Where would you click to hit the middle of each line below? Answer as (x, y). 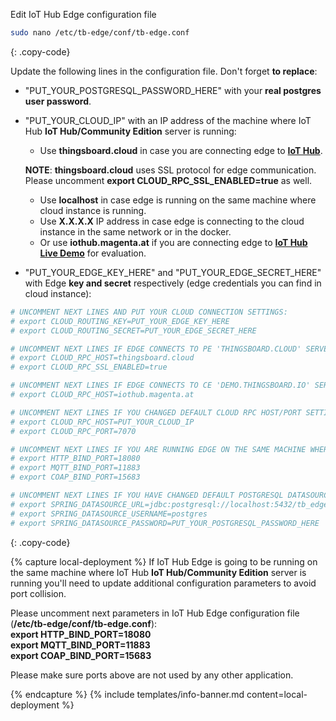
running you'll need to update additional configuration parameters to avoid (163, 583)
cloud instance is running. (93, 210)
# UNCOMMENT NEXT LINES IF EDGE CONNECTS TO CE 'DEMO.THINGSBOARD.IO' (160, 385)
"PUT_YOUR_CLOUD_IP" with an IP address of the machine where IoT (168, 120)
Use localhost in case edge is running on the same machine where (178, 200)
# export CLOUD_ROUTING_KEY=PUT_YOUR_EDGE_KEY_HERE (120, 321)
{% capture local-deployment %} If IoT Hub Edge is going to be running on (164, 561)
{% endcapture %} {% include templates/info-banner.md (127, 694)
